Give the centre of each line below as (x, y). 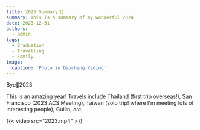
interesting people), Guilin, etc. (44, 110)
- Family (23, 57)
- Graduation (28, 46)
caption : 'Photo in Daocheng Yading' (59, 68)
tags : (13, 40)
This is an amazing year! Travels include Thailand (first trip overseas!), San (99, 96)
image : (15, 62)
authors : (17, 29)
